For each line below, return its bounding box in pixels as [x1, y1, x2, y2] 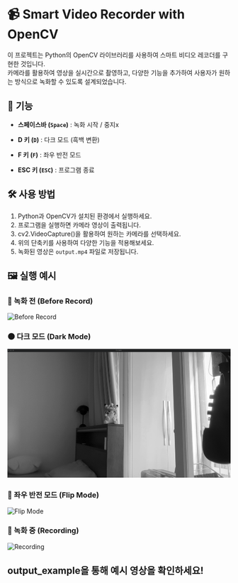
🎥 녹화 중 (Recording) [7, 525, 79, 535]
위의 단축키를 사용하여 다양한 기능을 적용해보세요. [17, 238, 154, 246]
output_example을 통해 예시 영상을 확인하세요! [7, 565, 204, 577]
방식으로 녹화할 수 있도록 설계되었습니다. [14, 77, 127, 86]
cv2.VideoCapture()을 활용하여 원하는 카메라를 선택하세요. [17, 229, 181, 238]
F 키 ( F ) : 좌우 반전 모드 [17, 151, 81, 159]
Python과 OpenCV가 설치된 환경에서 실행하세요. [17, 212, 152, 220]
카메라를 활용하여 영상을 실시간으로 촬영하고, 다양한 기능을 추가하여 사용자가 [7, 68, 217, 77]
